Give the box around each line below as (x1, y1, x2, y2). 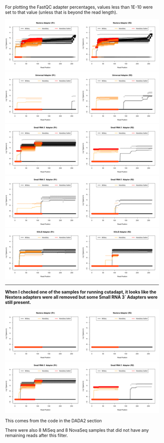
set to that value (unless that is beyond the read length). (5, 9, 118, 15)
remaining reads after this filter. (5, 432, 68, 438)
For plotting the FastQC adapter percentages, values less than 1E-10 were (5, 4, 153, 10)
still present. (5, 300, 31, 305)
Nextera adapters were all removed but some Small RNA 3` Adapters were (5, 294, 158, 300)
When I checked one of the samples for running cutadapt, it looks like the (5, 289, 157, 295)
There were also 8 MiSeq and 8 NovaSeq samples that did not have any (5, 427, 149, 433)
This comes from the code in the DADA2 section (5, 418, 102, 423)
